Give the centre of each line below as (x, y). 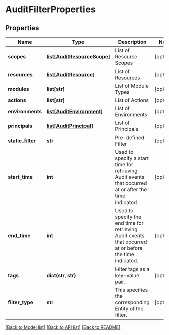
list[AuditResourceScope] (78, 57)
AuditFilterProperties (50, 9)
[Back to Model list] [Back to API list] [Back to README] (63, 327)
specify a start (132, 158)
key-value (127, 275)
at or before (129, 248)
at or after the (131, 190)
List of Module (132, 86)
